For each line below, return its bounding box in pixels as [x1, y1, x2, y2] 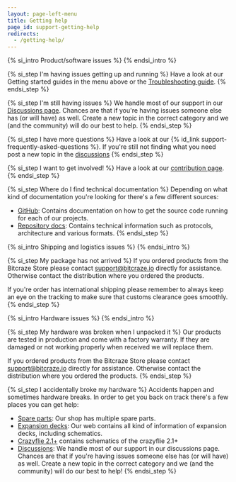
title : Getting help [7, 17, 69, 24]
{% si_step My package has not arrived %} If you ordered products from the [7, 257, 229, 265]
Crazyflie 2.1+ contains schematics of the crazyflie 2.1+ [17, 437, 179, 445]
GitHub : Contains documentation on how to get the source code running [17, 206, 228, 215]
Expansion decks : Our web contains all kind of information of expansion [17, 422, 228, 430]
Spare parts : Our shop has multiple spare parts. [17, 414, 156, 422]
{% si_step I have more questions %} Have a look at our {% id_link [7, 135, 200, 144]
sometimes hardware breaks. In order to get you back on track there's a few [7, 393, 229, 401]
